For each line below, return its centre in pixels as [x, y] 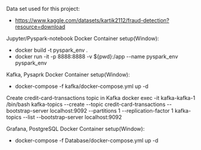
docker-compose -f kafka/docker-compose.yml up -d [82, 86]
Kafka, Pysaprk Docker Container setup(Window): [68, 74]
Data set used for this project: [43, 9]
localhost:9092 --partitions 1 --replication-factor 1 [112, 111]
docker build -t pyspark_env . [51, 50]
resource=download [40, 27]
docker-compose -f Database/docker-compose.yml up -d [86, 140]
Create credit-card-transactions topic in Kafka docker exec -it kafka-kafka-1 [101, 98]
